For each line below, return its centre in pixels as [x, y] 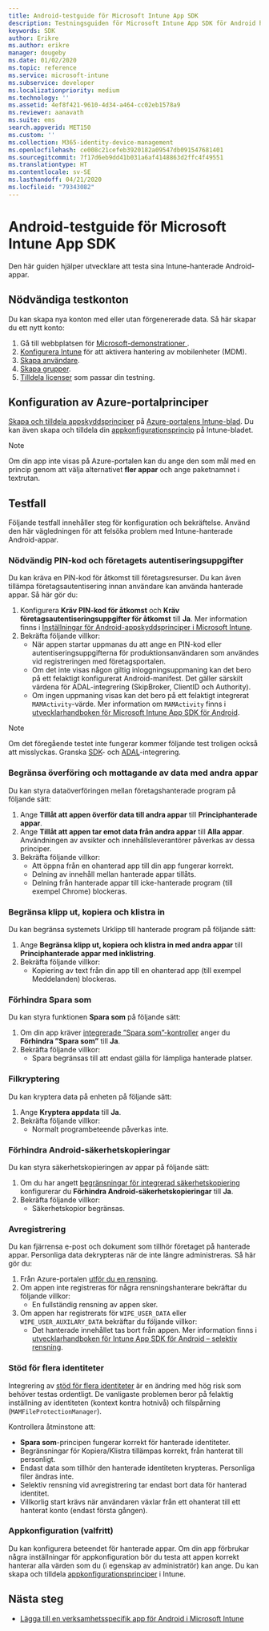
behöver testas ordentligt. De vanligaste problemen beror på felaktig [121, 1394]
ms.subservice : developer [51, 83]
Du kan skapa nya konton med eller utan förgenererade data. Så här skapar [132, 319]
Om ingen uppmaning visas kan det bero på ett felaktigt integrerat [141, 696]
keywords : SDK [32, 30]
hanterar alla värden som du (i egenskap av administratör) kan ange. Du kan [133, 1565]
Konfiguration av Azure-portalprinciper [108, 402]
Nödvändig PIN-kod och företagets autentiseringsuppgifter [126, 560]
